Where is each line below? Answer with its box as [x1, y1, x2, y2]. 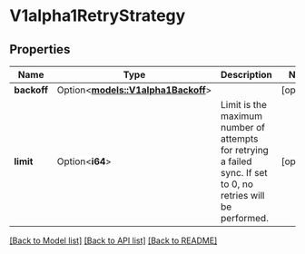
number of [221, 122, 266, 133]
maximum [221, 110, 263, 122]
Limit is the [221, 99, 268, 111]
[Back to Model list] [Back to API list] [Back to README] [9, 235, 218, 246]
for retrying [221, 144, 270, 156]
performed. [221, 212, 270, 224]
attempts [221, 132, 259, 145]
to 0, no [221, 178, 254, 190]
